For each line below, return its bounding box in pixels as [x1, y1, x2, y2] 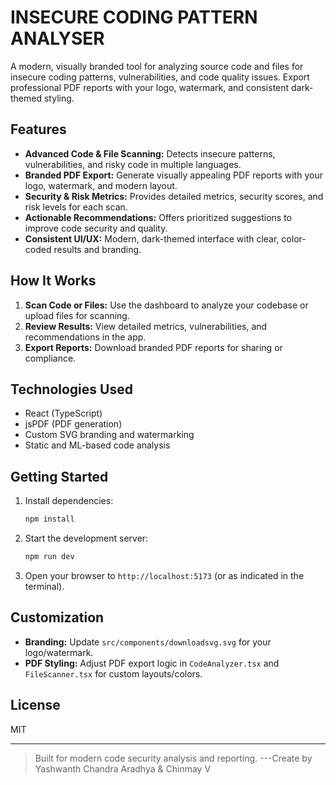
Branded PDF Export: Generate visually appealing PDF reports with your [24, 169, 323, 181]
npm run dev [24, 552, 75, 562]
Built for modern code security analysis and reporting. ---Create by [34, 752, 313, 764]
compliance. [24, 352, 77, 364]
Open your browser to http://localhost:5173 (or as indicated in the [24, 569, 305, 581]
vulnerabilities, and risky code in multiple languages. [24, 158, 242, 170]
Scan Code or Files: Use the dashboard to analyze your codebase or [24, 299, 309, 311]
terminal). [24, 580, 65, 592]
